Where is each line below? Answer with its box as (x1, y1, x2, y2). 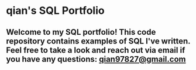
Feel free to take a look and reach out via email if (6, 45, 185, 55)
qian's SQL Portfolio (6, 4, 105, 17)
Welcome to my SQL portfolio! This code (6, 27, 156, 37)
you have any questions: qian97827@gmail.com (6, 54, 186, 64)
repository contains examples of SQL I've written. (6, 36, 191, 46)
